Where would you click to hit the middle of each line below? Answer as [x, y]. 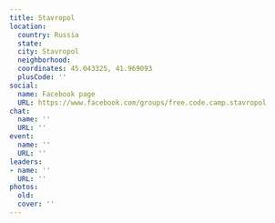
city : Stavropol [48, 52]
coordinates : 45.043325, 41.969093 [85, 69]
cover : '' [36, 204]
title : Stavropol [42, 18]
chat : [20, 111]
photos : [24, 188]
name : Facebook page [56, 94]
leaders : [26, 162]
